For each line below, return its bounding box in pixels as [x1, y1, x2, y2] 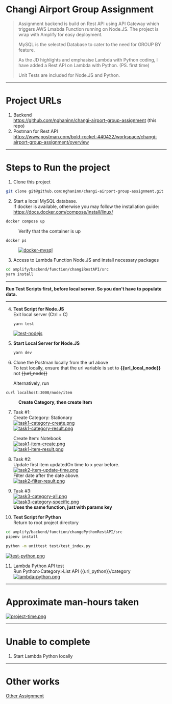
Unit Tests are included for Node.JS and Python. [18, 72, 120, 78]
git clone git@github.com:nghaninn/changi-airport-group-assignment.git [6, 189, 164, 194]
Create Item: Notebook [13, 436, 62, 442]
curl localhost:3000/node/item [6, 390, 72, 396]
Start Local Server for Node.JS [13, 340, 80, 346]
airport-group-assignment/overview [13, 139, 89, 145]
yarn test [13, 321, 35, 326]
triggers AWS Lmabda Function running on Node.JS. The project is [18, 26, 159, 32]
